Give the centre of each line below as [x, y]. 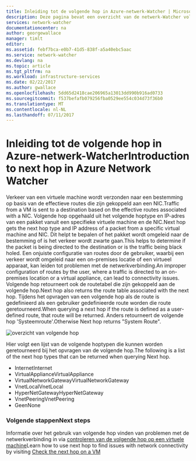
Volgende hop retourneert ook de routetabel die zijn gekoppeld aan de [91, 284]
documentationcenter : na [36, 28]
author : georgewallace [34, 33]
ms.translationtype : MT [35, 104]
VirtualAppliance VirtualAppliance [54, 374]
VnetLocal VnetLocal [39, 387]
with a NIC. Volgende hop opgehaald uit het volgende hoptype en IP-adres [95, 216]
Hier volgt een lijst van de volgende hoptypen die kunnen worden [85, 344]
